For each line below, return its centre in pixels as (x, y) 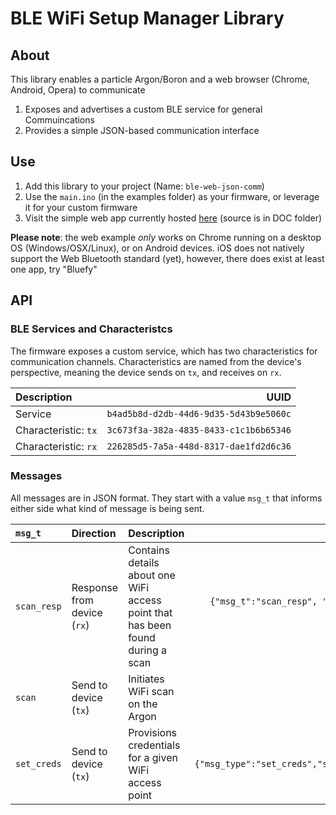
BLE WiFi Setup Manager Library (147, 18)
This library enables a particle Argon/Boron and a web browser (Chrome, (160, 79)
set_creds (38, 763)
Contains (149, 550)
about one (152, 575)
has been (150, 625)
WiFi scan (151, 691)
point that (150, 612)
